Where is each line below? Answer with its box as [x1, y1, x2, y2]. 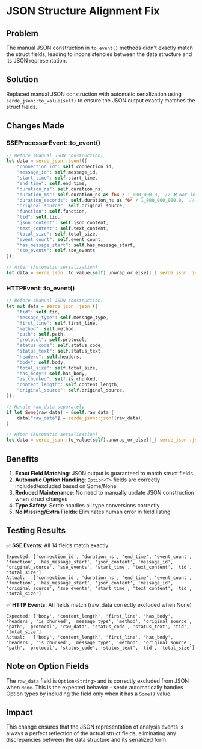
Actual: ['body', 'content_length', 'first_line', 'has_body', [6, 634, 173, 640]
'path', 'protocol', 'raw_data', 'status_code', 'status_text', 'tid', [6, 624, 189, 630]
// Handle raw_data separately [6, 404, 85, 410]
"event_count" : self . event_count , [17, 236, 103, 242]
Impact [6, 707, 33, 718]
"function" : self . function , [17, 208, 87, 215]
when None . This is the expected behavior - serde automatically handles [6, 683, 183, 691]
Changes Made [6, 121, 64, 131]
